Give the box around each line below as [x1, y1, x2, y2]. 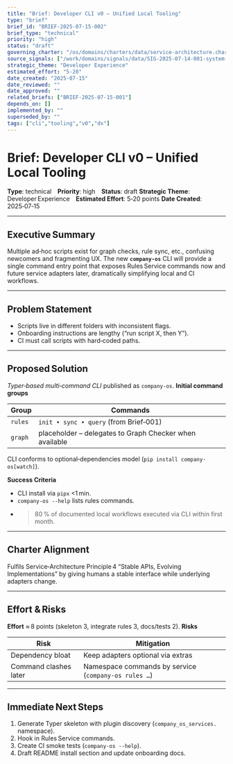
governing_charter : [7, 49, 64, 56]
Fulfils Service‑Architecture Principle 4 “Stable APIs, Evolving [7, 562, 182, 570]
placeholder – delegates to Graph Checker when [38, 428, 196, 438]
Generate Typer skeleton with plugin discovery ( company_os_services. [17, 720, 217, 728]
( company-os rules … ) [83, 670, 153, 680]
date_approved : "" [7, 87, 60, 94]
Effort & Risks [7, 604, 67, 616]
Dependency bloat [10, 650, 71, 660]
